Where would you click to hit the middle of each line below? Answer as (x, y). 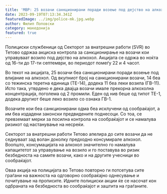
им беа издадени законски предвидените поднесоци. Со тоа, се (74, 114)
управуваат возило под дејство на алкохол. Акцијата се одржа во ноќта (82, 57)
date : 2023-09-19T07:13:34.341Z (39, 14)
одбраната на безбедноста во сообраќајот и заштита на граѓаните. (77, 186)
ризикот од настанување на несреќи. (45, 124)
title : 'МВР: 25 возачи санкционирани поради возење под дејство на (78, 10)
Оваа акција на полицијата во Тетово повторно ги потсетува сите (75, 170)
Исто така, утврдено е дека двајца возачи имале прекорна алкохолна (80, 88)
